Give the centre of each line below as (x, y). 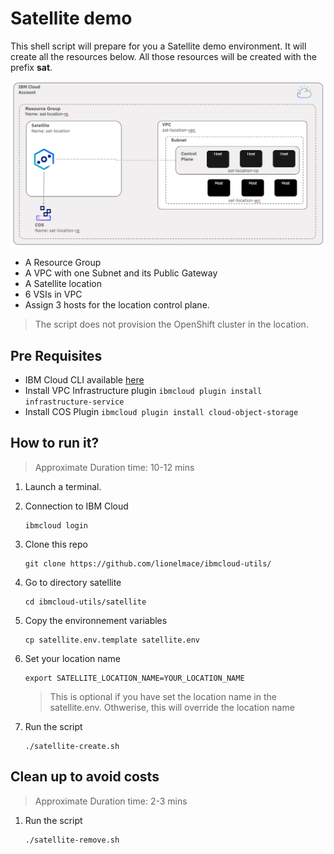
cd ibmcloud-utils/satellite (85, 602)
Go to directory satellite (73, 582)
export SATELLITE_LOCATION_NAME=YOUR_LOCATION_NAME (134, 678)
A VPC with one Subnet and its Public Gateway (121, 273)
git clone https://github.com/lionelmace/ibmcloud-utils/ (148, 563)
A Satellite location (63, 284)
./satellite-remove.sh (72, 840)
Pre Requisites (56, 355)
